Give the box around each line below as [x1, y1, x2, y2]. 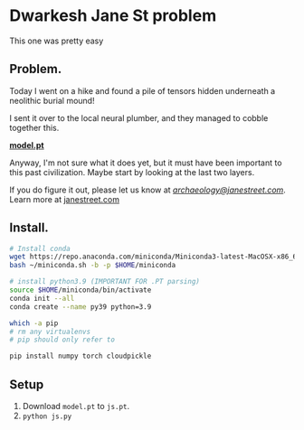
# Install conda [9, 244, 71, 253]
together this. [9, 122, 60, 133]
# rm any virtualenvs [9, 327, 91, 336]
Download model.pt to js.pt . [22, 401, 129, 411]
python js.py [22, 412, 72, 421]
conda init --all [9, 294, 75, 303]
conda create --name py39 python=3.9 [9, 302, 152, 312]
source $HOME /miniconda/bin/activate [9, 285, 152, 294]
